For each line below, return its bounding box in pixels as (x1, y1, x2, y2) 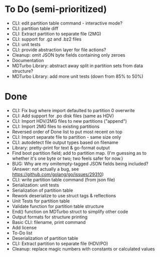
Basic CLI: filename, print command (12, 219, 86, 225)
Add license (12, 224, 37, 230)
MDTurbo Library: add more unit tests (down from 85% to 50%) (12, 73, 143, 79)
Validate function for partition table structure (12, 203, 104, 209)
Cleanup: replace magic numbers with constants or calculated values (12, 245, 155, 251)
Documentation (12, 57, 44, 63)
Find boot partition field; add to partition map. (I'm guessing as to (12, 150, 146, 156)
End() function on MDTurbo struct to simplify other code (12, 208, 128, 214)
